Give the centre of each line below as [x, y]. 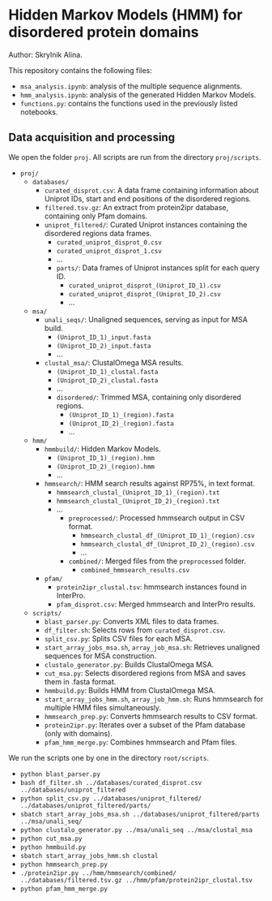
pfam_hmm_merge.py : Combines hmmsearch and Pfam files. [140, 742]
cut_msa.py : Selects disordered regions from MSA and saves [145, 673]
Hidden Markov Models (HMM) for [125, 15]
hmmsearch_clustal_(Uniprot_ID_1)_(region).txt [138, 493]
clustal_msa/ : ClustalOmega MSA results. [114, 362]
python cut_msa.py [51, 838]
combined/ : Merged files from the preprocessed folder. [157, 561]
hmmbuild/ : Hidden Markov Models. [102, 449]
